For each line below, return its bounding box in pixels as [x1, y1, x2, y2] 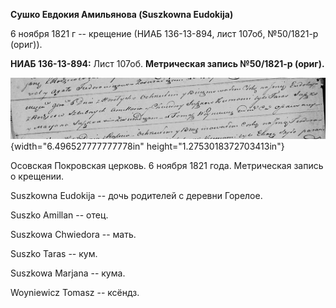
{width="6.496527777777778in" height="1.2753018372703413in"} [10, 140, 285, 153]
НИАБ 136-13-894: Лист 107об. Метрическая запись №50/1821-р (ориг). [10, 58, 325, 69]
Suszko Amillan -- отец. [10, 209, 109, 221]
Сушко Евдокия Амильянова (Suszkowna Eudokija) [10, 9, 234, 20]
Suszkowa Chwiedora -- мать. [10, 229, 137, 241]
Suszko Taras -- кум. [10, 248, 98, 260]
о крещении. [10, 170, 65, 183]
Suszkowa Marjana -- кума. [10, 267, 126, 279]
